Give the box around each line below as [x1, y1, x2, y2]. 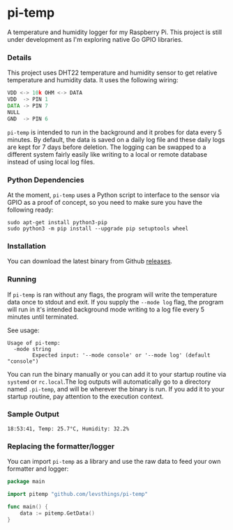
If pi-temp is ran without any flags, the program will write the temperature [7, 290, 218, 299]
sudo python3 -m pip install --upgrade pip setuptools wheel [7, 225, 189, 232]
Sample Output [7, 410, 59, 419]
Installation [7, 241, 47, 251]
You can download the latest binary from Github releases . [7, 257, 173, 265]
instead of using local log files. [7, 157, 96, 166]
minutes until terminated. [7, 312, 79, 321]
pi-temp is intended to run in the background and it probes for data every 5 [7, 127, 222, 137]
